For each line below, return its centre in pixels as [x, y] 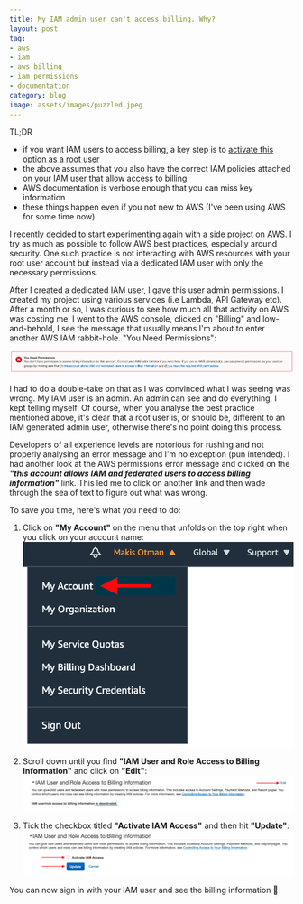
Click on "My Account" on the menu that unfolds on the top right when [155, 527]
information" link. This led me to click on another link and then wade [138, 483]
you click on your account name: [83, 537]
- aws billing [36, 67]
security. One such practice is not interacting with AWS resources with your [150, 253]
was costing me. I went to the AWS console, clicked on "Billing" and [135, 318]
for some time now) [59, 216]
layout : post [34, 28]
